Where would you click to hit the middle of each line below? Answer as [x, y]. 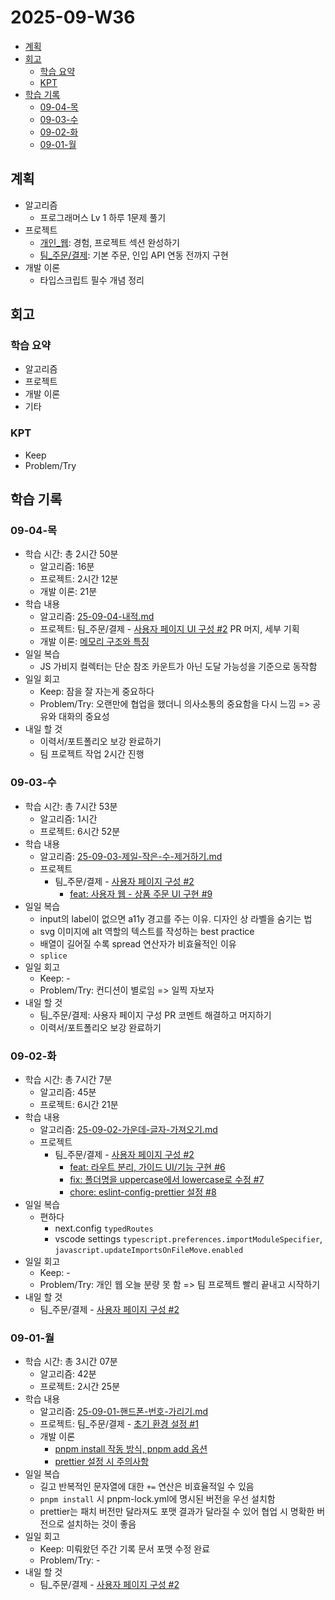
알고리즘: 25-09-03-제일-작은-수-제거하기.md [131, 856]
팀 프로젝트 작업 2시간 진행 [92, 754]
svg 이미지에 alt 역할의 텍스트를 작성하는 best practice [147, 931]
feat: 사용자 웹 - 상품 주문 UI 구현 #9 [141, 893]
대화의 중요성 [84, 717]
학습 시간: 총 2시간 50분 [71, 554]
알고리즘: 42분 [68, 1374]
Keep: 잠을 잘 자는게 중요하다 [97, 692]
